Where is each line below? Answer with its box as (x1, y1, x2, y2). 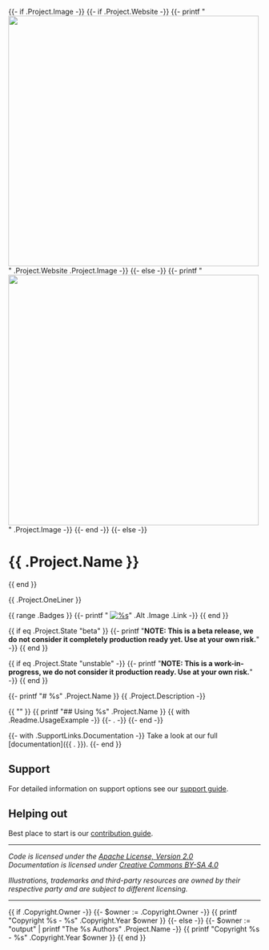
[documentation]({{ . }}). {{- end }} (8, 739, 122, 749)
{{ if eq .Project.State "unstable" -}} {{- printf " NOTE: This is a (8, 658, 214, 668)
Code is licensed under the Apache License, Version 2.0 (8, 851, 194, 861)
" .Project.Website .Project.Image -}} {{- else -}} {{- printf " (8, 266, 203, 275)
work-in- (214, 658, 244, 668)
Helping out (8, 807, 68, 821)
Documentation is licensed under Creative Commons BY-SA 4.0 (8, 859, 219, 869)
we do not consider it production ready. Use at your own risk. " (42, 667, 254, 677)
